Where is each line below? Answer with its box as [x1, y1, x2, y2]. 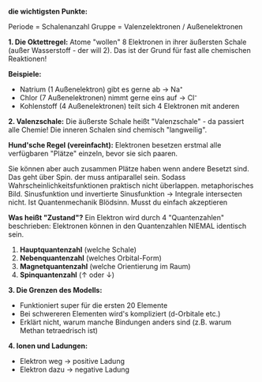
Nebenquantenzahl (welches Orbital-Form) [19, 253, 162, 263]
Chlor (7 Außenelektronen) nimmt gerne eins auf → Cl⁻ [19, 93, 198, 102]
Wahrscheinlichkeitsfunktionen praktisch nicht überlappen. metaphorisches [8, 181, 254, 190]
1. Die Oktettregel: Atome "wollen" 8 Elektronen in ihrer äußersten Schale [8, 37, 247, 47]
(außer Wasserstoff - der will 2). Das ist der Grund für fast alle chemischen [8, 46, 251, 54]
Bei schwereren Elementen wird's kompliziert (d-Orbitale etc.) [19, 309, 221, 318]
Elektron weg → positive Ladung [19, 357, 125, 365]
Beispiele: [8, 69, 42, 78]
